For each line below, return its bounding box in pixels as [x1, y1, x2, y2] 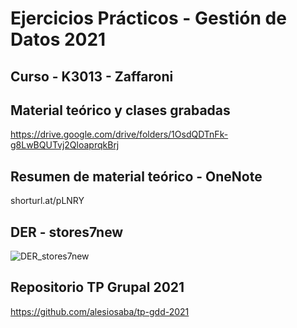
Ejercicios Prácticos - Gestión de [10, 7, 287, 30]
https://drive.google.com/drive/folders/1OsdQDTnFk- [10, 128, 229, 141]
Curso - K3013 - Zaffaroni [10, 68, 174, 85]
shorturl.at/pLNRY [10, 195, 85, 207]
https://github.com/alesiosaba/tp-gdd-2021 [10, 305, 190, 317]
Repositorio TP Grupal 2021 [10, 279, 185, 296]
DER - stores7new [10, 223, 124, 241]
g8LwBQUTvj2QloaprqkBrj [10, 139, 120, 151]
